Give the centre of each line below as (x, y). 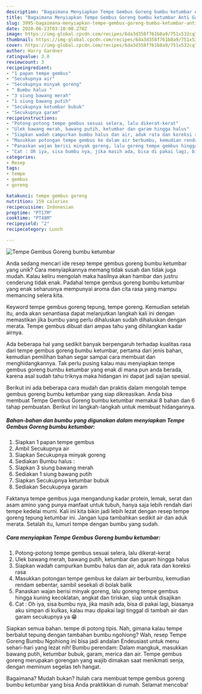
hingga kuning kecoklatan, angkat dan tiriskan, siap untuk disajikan (98, 597)
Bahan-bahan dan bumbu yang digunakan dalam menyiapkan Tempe (96, 421)
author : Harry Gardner (35, 51)
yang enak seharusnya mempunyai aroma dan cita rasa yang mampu (92, 288)
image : (14, 34)
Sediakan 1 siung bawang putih (53, 474)
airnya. (15, 332)
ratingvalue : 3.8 (28, 56)
